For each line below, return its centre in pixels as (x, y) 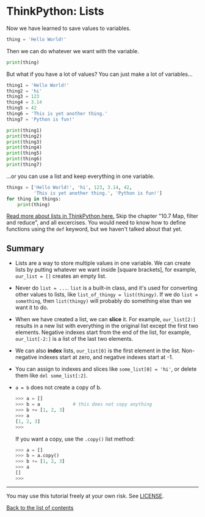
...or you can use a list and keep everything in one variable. (81, 176)
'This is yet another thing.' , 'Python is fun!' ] (98, 193)
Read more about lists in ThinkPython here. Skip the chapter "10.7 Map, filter (102, 216)
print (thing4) (24, 147)
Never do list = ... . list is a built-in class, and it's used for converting (106, 288)
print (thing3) (24, 142)
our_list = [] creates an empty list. (61, 276)
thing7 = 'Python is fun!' (41, 119)
